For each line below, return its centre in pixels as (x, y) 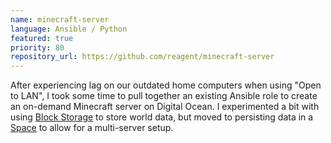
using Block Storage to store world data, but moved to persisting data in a (162, 117)
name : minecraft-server (60, 19)
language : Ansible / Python (69, 29)
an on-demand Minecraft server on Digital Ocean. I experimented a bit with (165, 107)
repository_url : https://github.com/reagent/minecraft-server (142, 57)
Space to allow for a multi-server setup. (92, 128)
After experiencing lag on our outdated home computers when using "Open (166, 85)
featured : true (42, 38)
